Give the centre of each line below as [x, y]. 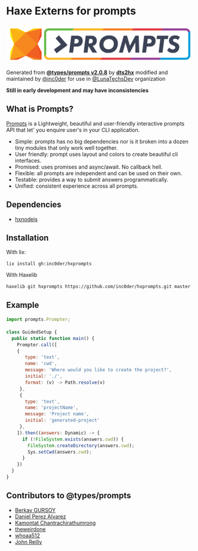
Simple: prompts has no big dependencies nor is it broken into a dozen [102, 141]
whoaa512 [27, 535]
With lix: [16, 252]
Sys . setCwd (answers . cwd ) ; [60, 452]
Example [23, 305]
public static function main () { [53, 338]
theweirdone [30, 529]
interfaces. [28, 160]
